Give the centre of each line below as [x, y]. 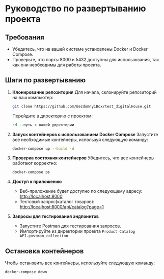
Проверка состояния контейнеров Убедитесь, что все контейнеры [83, 158]
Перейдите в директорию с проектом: [53, 116]
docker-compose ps [31, 172]
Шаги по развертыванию [45, 80]
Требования [25, 37]
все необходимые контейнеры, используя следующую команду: [80, 139]
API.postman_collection [44, 236]
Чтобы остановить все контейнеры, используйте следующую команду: [80, 263]
